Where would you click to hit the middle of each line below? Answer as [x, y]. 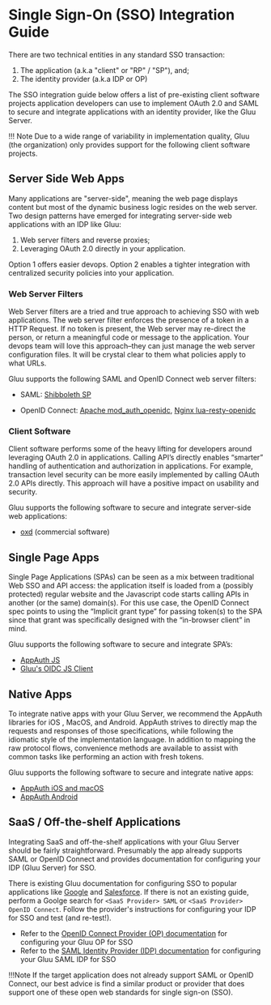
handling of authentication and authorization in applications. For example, [131, 466]
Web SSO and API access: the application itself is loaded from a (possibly [131, 586]
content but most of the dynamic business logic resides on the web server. [133, 207]
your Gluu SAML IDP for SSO [68, 959]
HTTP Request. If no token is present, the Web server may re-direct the [127, 329]
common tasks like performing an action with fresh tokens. [106, 756]
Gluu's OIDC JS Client [57, 669]
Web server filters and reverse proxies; [85, 240]
